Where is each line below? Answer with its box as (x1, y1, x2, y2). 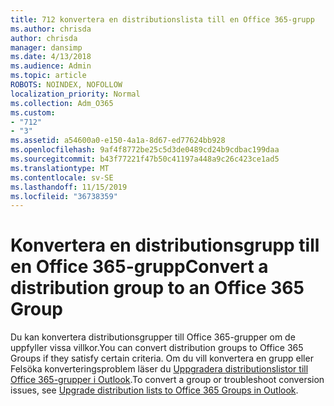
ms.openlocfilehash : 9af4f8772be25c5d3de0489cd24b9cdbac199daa (10, 145, 280, 155)
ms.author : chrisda (10, 24, 92, 34)
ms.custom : (10, 107, 56, 118)
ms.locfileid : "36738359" (10, 191, 118, 201)
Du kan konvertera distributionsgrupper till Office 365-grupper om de (10, 331, 296, 343)
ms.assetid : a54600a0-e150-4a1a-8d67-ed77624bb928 (10, 136, 226, 146)
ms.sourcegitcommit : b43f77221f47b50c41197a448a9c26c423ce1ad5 (10, 154, 280, 164)
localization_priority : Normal (10, 89, 141, 99)
